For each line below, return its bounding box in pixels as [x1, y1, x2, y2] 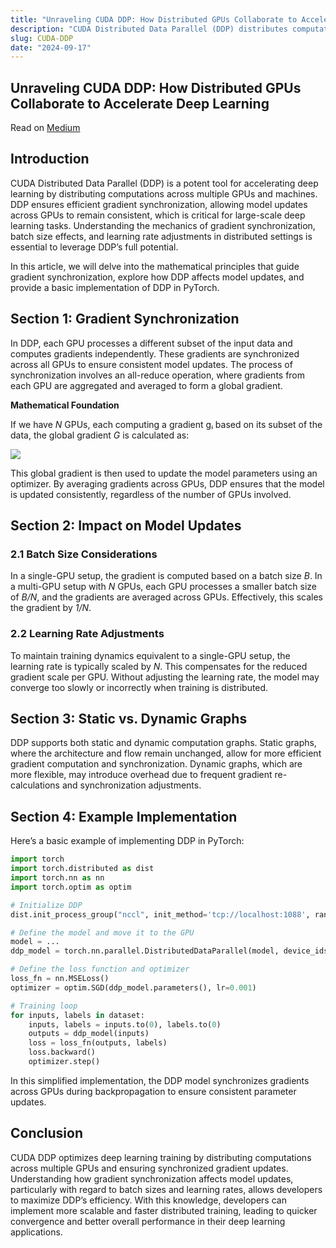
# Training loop [10, 1001, 78, 1011]
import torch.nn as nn [10, 873, 105, 883]
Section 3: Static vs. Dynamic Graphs [10, 711, 248, 728]
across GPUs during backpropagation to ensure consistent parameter [10, 1085, 297, 1097]
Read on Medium [10, 122, 81, 134]
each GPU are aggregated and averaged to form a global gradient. [10, 379, 283, 391]
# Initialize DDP [10, 900, 83, 910]
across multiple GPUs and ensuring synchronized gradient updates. [10, 1162, 289, 1174]
